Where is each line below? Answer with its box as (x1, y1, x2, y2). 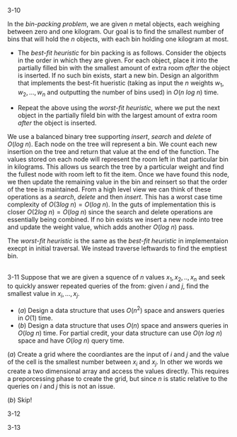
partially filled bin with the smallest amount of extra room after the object (17, 64, 231, 72)
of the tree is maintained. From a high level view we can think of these (7, 184, 212, 194)
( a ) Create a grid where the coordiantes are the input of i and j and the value (7, 350, 230, 358)
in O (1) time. (17, 314, 53, 322)
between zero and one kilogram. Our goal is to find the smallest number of (7, 28, 224, 35)
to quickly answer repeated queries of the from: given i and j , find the (7, 282, 209, 290)
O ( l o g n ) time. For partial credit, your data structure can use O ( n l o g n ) (17, 328, 223, 337)
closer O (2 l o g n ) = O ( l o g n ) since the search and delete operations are (7, 207, 214, 216)
